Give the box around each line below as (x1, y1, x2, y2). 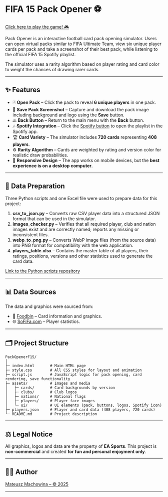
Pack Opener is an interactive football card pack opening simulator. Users (5, 35, 157, 41)
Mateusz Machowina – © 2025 (5, 481, 69, 487)
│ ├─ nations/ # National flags (5, 394, 86, 399)
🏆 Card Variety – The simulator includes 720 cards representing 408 (12, 134, 157, 140)
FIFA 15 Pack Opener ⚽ (5, 4, 101, 15)
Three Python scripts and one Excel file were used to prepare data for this (5, 195, 157, 201)
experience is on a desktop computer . (12, 162, 93, 169)
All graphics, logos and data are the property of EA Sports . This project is (5, 443, 157, 449)
